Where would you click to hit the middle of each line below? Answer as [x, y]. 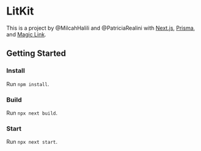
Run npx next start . [32, 142]
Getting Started [36, 54]
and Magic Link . [26, 34]
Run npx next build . [32, 113]
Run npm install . [28, 84]
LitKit [20, 11]
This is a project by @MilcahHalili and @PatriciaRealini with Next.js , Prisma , [101, 28]
